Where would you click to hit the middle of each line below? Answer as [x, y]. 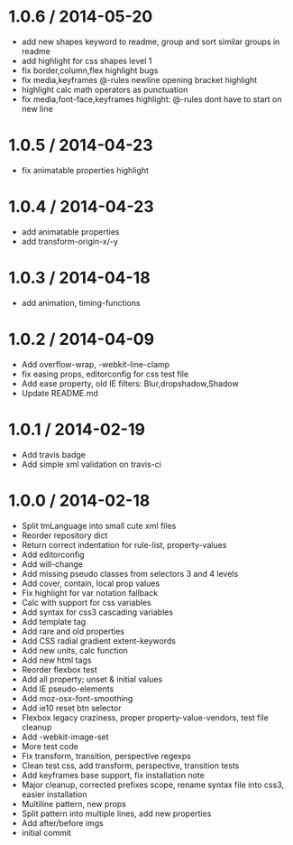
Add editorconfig [53, 554]
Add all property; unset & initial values [92, 679]
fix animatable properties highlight [85, 170]
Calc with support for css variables [86, 602]
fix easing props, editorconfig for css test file [105, 374]
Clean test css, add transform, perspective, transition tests [130, 766]
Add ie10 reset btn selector [71, 708]
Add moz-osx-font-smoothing [77, 698]
